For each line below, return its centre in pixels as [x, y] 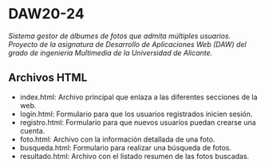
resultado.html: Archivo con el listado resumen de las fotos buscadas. [134, 156]
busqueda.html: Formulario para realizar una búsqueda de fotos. [126, 147]
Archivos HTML [48, 78]
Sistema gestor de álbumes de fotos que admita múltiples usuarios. [120, 36]
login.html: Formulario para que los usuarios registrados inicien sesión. [136, 114]
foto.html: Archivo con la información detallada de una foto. [117, 139]
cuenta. [32, 130]
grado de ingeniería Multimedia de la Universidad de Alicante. [111, 52]
